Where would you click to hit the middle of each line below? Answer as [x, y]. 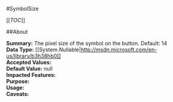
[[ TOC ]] [16, 20]
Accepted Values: [29, 62]
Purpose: [18, 81]
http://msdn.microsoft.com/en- [119, 50]
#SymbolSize [22, 9]
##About [17, 32]
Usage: [16, 88]
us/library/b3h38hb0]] [34, 56]
